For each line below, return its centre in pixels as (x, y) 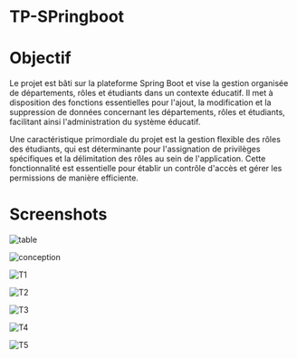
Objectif (40, 58)
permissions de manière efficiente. (74, 178)
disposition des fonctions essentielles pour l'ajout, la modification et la (140, 102)
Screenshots (58, 214)
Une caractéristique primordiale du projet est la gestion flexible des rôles (145, 140)
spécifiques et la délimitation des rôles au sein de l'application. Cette (138, 159)
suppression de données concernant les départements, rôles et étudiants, (147, 112)
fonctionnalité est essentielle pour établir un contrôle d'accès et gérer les (146, 169)
